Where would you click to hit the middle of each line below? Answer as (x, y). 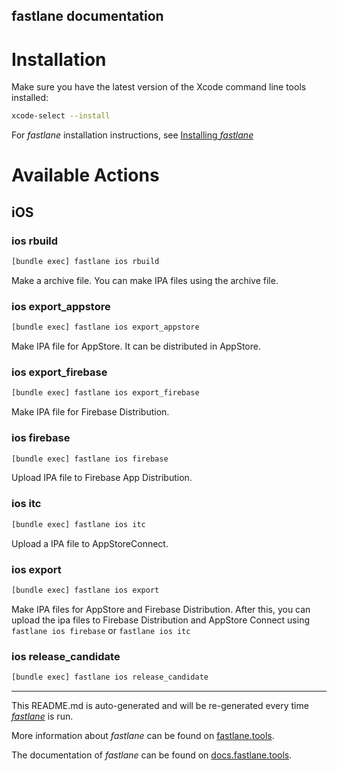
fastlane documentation (87, 16)
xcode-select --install (61, 116)
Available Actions (85, 175)
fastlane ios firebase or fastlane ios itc (101, 630)
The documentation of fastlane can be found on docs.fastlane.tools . (152, 755)
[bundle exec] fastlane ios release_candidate (110, 677)
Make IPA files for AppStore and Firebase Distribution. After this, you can (161, 609)
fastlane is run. (42, 716)
